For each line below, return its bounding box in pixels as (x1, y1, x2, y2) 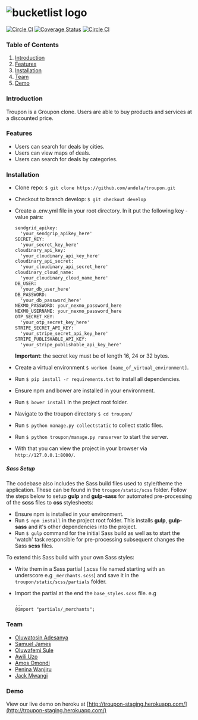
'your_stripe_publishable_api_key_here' (20, 341, 122, 347)
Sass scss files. (14, 542, 54, 549)
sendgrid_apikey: (14, 225, 58, 231)
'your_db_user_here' (20, 286, 71, 292)
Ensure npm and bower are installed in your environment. (14, 387, 155, 394)
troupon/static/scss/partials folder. (14, 578, 107, 585)
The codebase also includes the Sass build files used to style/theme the (6, 480, 183, 487)
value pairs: (14, 214, 43, 221)
